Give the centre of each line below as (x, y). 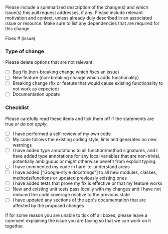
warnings (22, 145)
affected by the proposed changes (48, 206)
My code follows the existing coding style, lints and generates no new (85, 139)
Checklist (17, 107)
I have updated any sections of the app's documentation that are (79, 200)
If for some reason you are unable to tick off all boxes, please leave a (76, 215)
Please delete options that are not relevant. (50, 62)
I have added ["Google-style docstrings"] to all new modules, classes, (85, 172)
